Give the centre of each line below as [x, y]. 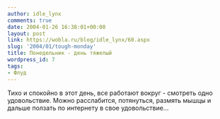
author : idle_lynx [34, 14]
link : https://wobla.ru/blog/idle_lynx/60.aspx [79, 40]
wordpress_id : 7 [31, 60]
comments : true [30, 20]
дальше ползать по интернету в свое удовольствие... [88, 108]
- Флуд [17, 73]
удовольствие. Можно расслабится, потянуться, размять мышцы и [109, 100]
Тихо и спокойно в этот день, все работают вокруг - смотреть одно [110, 93]
